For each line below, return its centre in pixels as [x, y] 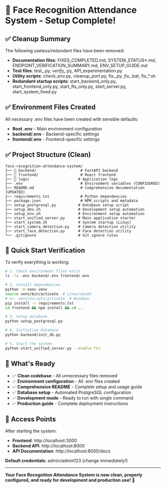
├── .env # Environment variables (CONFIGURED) [83, 183]
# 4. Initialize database [32, 330]
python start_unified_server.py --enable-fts [53, 348]
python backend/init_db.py [33, 335]
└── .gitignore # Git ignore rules [62, 235]
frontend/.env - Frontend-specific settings [56, 139]
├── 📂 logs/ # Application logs [62, 179]
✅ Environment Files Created [50, 107]
